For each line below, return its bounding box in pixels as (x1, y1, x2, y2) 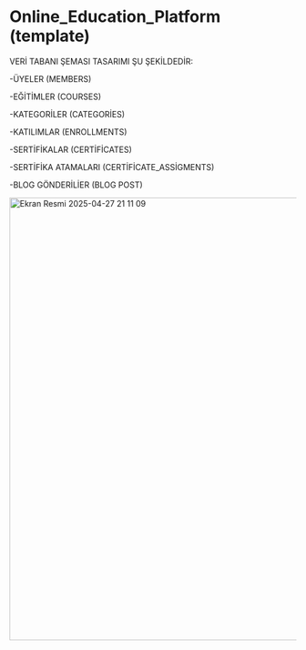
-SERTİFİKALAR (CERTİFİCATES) (9, 144, 132, 155)
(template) (9, 25, 91, 46)
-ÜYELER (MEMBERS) (9, 73, 92, 84)
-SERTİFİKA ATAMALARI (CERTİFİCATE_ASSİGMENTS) (9, 161, 215, 172)
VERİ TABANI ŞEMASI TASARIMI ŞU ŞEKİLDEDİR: (9, 56, 194, 66)
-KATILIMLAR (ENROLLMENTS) (9, 126, 127, 137)
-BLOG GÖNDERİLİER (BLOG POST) (9, 179, 143, 190)
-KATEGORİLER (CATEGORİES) (9, 108, 126, 119)
